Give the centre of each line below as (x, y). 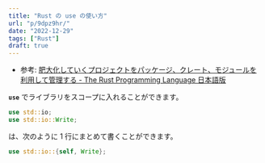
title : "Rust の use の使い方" (58, 16)
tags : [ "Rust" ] (34, 38)
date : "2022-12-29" (41, 31)
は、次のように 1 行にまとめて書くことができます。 (93, 136)
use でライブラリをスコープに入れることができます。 (96, 97)
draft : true (28, 46)
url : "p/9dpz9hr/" (39, 23)
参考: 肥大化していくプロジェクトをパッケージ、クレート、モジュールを (138, 70)
